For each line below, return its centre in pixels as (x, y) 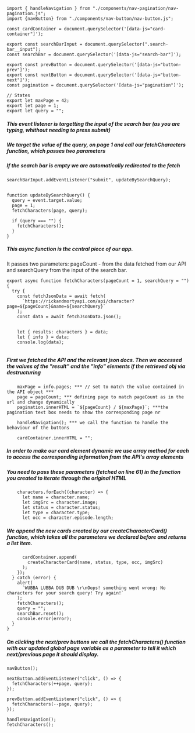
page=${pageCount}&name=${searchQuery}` (56, 306)
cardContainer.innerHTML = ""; (55, 438)
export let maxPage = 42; (38, 101)
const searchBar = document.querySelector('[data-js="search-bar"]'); (94, 54)
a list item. (19, 543)
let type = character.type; (56, 512)
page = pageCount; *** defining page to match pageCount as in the (100, 397)
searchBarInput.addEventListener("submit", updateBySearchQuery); (89, 180)
